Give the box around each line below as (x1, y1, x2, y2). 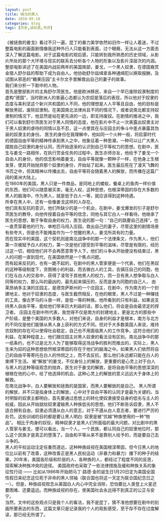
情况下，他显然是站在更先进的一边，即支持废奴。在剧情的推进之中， (18, 113, 155, 119)
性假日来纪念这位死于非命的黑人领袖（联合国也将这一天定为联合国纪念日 (5, 475, 150, 481)
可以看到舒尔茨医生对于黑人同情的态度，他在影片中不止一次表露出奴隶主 (9, 119, 155, 125)
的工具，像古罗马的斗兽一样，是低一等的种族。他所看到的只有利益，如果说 (5, 297, 155, 303)
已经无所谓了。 (18, 512, 48, 518)
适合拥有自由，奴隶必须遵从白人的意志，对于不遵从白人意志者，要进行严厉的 (5, 408, 159, 414)
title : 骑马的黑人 (5, 12, 39, 17)
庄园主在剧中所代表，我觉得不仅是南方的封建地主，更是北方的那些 (19, 310, 152, 315)
